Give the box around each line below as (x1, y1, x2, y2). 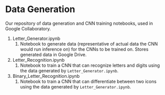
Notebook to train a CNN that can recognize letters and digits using (20, 62, 160, 68)
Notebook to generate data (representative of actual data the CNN (20, 40, 158, 46)
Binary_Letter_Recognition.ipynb (12, 73, 80, 79)
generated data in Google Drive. (20, 52, 87, 58)
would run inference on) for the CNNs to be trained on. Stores (20, 46, 149, 52)
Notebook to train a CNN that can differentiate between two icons (20, 78, 157, 84)
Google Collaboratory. (5, 25, 51, 31)
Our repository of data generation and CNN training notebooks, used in (5, 20, 153, 26)
